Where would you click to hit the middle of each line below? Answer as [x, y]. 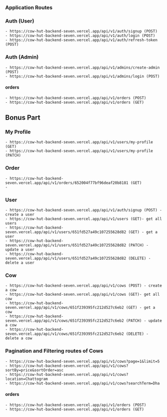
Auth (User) [20, 21]
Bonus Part [23, 118]
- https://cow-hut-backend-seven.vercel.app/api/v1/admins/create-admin [82, 67]
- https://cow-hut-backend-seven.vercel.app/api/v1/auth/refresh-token [81, 40]
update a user [20, 250]
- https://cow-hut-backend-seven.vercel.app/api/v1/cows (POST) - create [84, 286]
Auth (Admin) [22, 57]
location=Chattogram [27, 379]
